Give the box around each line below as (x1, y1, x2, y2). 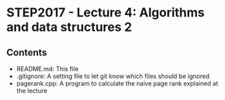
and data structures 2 (6, 19, 132, 35)
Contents (6, 47, 47, 58)
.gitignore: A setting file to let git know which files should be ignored (16, 72, 210, 80)
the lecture (16, 87, 47, 95)
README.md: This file (16, 65, 79, 73)
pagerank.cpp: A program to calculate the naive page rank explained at (16, 79, 218, 87)
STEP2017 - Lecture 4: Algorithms (6, 5, 205, 21)
